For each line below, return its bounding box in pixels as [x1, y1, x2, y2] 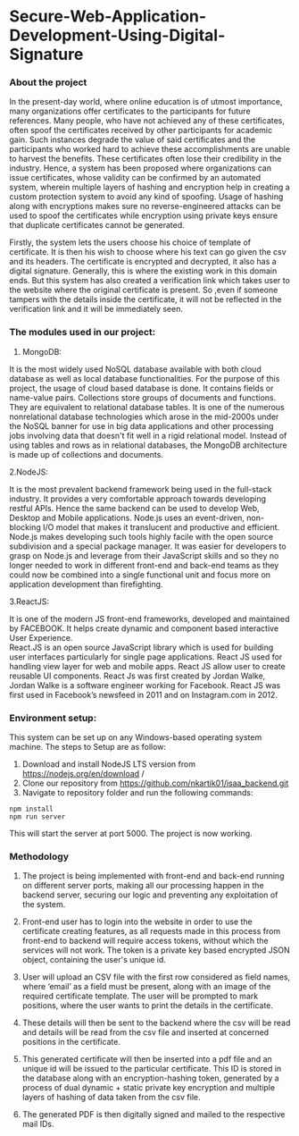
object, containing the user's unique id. [21, 955, 167, 965]
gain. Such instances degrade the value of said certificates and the [9, 134, 256, 145]
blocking [9, 521, 42, 533]
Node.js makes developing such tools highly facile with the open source [9, 531, 274, 542]
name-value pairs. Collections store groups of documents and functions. [9, 391, 277, 403]
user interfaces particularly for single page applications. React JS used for [9, 651, 283, 662]
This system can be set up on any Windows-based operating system [9, 732, 262, 743]
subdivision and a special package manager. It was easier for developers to [9, 541, 287, 551]
